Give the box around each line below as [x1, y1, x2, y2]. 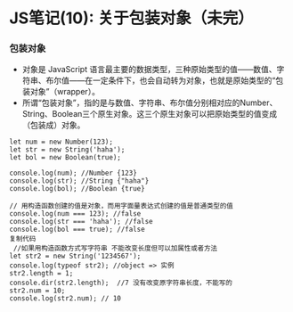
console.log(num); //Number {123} [9, 168, 138, 178]
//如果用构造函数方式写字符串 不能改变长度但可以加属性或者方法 [12, 244, 218, 253]
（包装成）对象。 [21, 119, 85, 130]
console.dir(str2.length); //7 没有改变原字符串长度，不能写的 [9, 278, 233, 288]
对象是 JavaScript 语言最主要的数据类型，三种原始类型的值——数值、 [21, 64, 277, 75]
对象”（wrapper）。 [29, 86, 101, 97]
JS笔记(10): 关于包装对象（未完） [9, 8, 254, 29]
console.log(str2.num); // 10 [9, 294, 122, 303]
